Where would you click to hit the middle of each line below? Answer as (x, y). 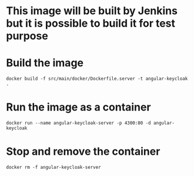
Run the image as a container (78, 107)
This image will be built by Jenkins (92, 11)
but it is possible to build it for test (91, 23)
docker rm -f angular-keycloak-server (53, 167)
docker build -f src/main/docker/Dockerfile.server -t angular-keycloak (97, 79)
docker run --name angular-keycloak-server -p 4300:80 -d (78, 123)
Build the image (45, 63)
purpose (27, 36)
